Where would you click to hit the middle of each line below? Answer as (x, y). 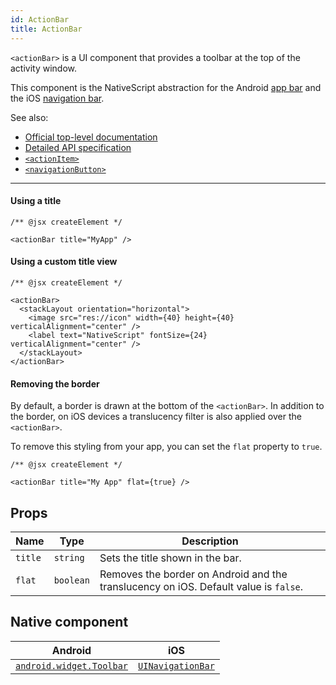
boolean (71, 580)
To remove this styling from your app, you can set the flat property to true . (166, 447)
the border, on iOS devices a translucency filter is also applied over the (156, 417)
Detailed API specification (78, 147)
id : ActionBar (40, 19)
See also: (29, 117)
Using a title (36, 201)
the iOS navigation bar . (57, 98)
